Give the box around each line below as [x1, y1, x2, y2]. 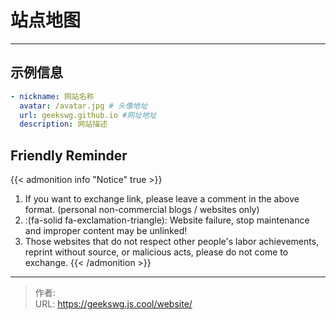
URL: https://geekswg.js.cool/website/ [34, 298, 193, 310]
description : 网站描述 [19, 119, 108, 130]
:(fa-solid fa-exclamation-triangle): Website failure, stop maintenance [24, 214, 310, 226]
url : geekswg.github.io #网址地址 [19, 110, 157, 120]
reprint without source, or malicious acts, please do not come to [24, 246, 289, 258]
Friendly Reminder [10, 147, 128, 164]
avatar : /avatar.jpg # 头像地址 [19, 101, 148, 111]
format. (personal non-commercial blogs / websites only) [24, 204, 260, 216]
